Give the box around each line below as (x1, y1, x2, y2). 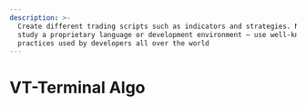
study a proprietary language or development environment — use (17, 30, 267, 39)
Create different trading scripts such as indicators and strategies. (17, 22, 291, 31)
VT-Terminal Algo (9, 78, 146, 98)
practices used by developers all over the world (17, 38, 209, 48)
